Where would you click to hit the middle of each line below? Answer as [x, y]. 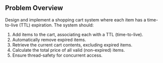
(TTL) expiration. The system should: [56, 25]
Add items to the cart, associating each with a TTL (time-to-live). [78, 34]
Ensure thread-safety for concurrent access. [57, 55]
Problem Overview [34, 8]
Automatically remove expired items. [49, 40]
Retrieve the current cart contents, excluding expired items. [72, 45]
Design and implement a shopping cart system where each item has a [76, 20]
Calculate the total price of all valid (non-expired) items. [68, 50]
